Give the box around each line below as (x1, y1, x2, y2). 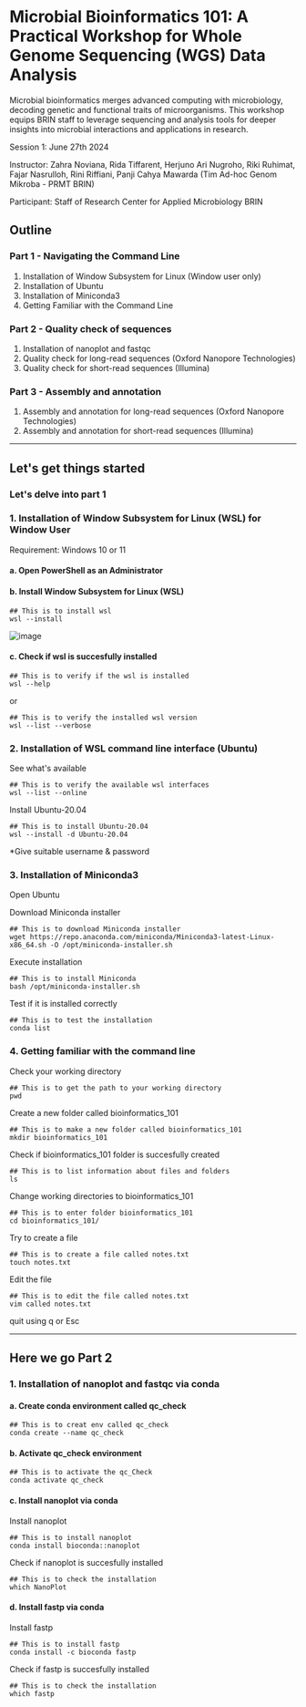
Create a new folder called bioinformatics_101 (9, 1107, 179, 1118)
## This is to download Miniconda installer (9, 925, 181, 934)
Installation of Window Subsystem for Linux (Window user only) (22, 271, 261, 282)
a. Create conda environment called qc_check (9, 1400, 187, 1411)
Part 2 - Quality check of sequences (9, 322, 172, 335)
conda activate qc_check (9, 1475, 104, 1485)
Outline (9, 222, 52, 238)
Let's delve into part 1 (9, 488, 107, 501)
